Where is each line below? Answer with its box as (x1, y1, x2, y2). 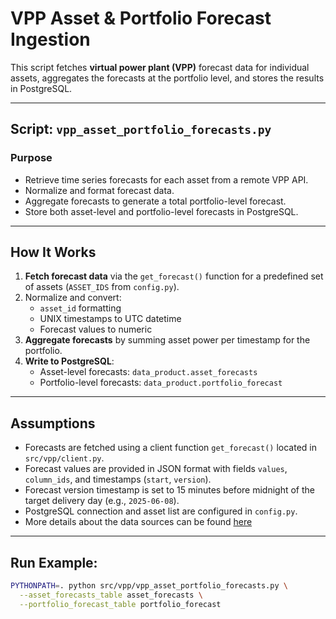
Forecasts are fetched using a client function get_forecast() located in (24, 442, 318, 454)
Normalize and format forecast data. (24, 184, 175, 196)
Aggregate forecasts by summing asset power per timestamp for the (24, 334, 311, 346)
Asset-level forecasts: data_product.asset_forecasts (39, 366, 258, 378)
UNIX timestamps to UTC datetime (39, 313, 182, 325)
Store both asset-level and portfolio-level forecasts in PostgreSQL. (24, 205, 299, 217)
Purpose (10, 151, 53, 165)
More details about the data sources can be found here (24, 516, 253, 528)
